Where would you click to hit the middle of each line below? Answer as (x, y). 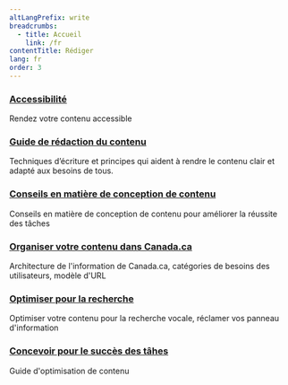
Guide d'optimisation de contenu (69, 371)
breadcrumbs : (34, 26)
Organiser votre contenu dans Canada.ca (101, 246)
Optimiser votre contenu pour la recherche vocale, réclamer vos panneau (144, 319)
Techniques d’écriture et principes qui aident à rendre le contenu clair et (142, 162)
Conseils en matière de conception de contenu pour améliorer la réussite (144, 214)
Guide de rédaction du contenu (78, 142)
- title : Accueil (50, 34)
